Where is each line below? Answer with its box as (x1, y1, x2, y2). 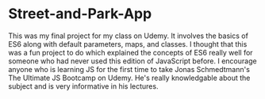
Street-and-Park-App (8, 5, 152, 23)
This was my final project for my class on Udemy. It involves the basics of (8, 31, 248, 40)
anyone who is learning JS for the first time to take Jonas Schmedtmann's (8, 64, 250, 74)
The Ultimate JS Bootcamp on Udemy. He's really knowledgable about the (8, 73, 251, 82)
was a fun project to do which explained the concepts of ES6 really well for (8, 48, 253, 57)
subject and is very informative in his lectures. (8, 81, 159, 91)
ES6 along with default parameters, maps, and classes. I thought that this (8, 39, 248, 48)
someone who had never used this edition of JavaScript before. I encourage (8, 56, 257, 66)
